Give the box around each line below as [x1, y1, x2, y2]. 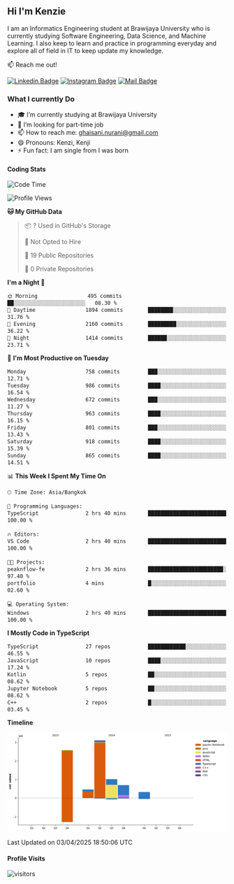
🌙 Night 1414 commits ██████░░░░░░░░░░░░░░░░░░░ [7, 335, 227, 342]
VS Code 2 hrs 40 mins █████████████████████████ [7, 538, 227, 545]
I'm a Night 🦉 [7, 278, 45, 287]
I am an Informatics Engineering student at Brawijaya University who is [7, 24, 211, 32]
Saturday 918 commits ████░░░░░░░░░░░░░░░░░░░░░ [7, 439, 227, 445]
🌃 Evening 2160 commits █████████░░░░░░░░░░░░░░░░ [7, 321, 227, 328]
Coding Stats [7, 164, 46, 173]
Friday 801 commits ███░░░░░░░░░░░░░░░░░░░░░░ [7, 425, 227, 432]
